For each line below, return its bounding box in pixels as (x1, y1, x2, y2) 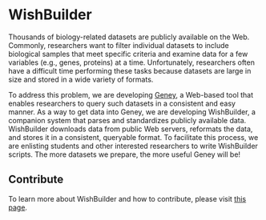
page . (8, 202, 28, 212)
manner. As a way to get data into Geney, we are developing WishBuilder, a (8, 106, 256, 117)
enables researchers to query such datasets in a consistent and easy (8, 98, 236, 108)
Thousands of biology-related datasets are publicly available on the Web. (8, 32, 250, 42)
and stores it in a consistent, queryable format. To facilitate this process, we (8, 132, 259, 142)
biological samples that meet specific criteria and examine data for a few (8, 49, 248, 58)
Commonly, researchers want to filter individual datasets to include (8, 40, 230, 50)
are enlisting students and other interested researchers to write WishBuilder (8, 141, 259, 150)
